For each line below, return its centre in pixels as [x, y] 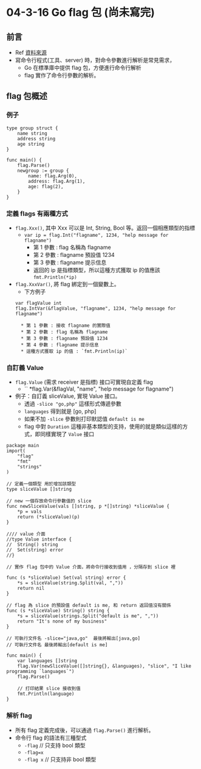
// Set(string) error [35, 550]
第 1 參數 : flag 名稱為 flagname [72, 247]
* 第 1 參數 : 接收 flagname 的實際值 [66, 326]
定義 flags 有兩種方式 [37, 213]
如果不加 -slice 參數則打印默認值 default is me [84, 419]
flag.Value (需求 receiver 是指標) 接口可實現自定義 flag [84, 382]
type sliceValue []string [39, 490]
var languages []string [47, 661]
